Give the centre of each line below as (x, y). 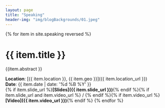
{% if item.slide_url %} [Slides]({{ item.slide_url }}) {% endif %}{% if (77, 90)
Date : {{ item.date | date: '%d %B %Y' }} (48, 84)
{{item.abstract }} (24, 69)
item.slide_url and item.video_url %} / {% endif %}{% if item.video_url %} (83, 95)
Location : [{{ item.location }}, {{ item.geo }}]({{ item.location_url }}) (76, 79)
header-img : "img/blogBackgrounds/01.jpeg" (53, 19)
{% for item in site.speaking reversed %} (48, 34)
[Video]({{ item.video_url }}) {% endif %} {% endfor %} (65, 101)
